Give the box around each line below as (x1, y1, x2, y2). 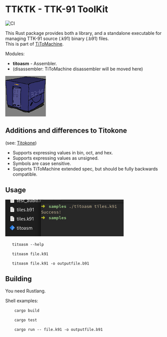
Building (5, 274, 32, 283)
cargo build (14, 308, 39, 313)
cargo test (14, 318, 37, 323)
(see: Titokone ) (5, 140, 37, 146)
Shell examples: (5, 298, 38, 304)
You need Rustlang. (5, 288, 46, 294)
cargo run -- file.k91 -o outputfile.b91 (14, 327, 103, 332)
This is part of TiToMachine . (5, 40, 64, 47)
